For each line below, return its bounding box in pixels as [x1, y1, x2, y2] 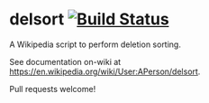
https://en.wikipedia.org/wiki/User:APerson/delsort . [9, 66, 201, 77]
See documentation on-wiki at [9, 56, 122, 67]
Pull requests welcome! [9, 83, 96, 94]
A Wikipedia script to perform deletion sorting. [9, 39, 182, 50]
